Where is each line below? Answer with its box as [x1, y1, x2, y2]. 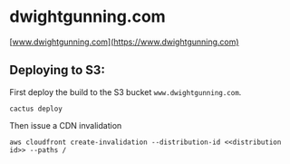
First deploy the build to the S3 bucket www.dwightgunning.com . [9, 86, 242, 97]
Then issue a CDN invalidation [9, 120, 122, 130]
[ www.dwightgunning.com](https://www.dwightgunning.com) [9, 36, 239, 47]
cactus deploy [9, 104, 63, 113]
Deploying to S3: [9, 63, 106, 78]
